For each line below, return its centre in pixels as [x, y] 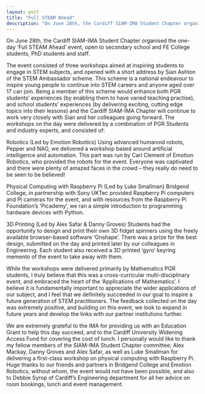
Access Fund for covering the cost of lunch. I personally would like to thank [101, 339]
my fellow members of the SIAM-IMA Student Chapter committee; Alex [95, 345]
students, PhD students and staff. [48, 54]
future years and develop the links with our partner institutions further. [95, 314]
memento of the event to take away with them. [65, 257]
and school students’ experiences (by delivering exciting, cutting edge [95, 104]
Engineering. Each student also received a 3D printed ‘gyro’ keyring [91, 250]
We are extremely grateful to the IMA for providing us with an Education [96, 326]
